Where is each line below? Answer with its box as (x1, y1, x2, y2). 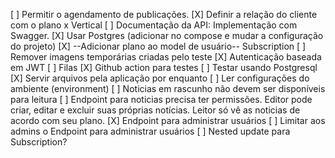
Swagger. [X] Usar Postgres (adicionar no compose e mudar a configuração (10, 30, 324, 41)
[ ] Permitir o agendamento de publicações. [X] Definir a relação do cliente (10, 9, 318, 20)
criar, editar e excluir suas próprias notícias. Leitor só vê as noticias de (10, 104, 301, 116)
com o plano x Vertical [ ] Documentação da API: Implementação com (10, 19, 298, 31)
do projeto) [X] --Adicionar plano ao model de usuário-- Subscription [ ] (10, 40, 307, 52)
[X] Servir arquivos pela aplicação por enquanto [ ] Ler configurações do (10, 72, 310, 84)
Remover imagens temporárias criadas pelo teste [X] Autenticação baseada (10, 51, 322, 63)
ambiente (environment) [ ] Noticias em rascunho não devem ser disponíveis (10, 83, 326, 94)
